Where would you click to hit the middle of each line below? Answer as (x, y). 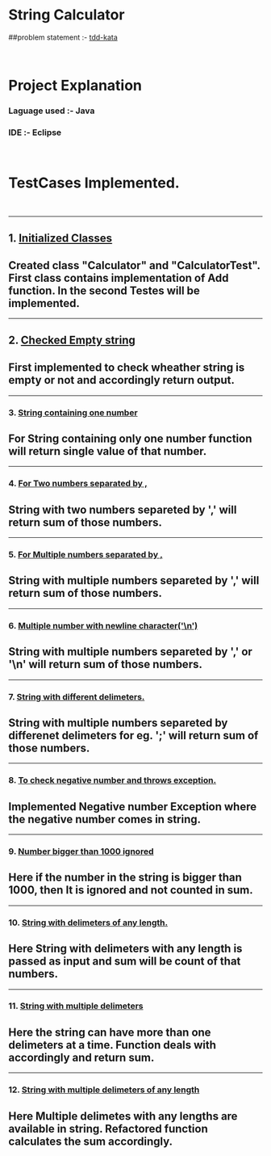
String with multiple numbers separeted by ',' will (134, 580)
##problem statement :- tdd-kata (63, 37)
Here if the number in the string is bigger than (125, 878)
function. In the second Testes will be (104, 291)
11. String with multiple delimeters (76, 1006)
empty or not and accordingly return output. (122, 380)
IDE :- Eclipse (35, 132)
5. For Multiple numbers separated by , (86, 555)
